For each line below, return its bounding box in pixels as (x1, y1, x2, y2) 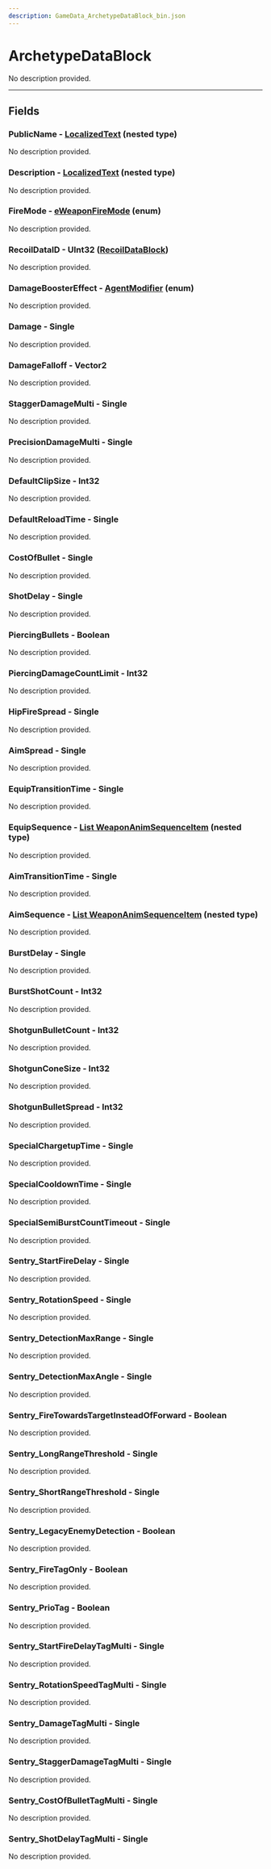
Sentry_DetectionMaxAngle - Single (8, 1371, 152, 1382)
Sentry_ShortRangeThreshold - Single (8, 1487, 160, 1498)
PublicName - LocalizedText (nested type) (8, 128, 177, 140)
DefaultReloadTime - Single (8, 514, 119, 525)
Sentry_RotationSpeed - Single (8, 1294, 131, 1305)
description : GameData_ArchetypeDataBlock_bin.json (8, 11, 186, 20)
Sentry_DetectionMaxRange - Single (8, 1333, 154, 1344)
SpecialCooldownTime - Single (8, 1178, 131, 1190)
